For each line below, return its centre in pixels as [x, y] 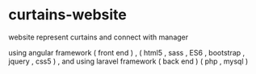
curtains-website [67, 15]
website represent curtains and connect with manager [99, 37]
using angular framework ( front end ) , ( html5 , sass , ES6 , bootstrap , [127, 52]
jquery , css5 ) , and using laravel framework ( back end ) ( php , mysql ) [128, 61]
